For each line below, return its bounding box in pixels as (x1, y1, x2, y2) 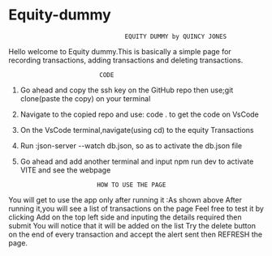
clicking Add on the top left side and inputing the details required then (8, 212, 242, 222)
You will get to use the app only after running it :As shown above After (8, 194, 242, 204)
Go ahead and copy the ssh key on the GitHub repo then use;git (19, 85, 234, 95)
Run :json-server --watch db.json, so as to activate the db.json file (19, 140, 243, 151)
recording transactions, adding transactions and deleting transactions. (8, 55, 244, 65)
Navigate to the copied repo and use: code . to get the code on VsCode (19, 109, 260, 119)
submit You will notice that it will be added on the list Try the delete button (8, 220, 256, 230)
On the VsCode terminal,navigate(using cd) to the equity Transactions (19, 125, 254, 134)
